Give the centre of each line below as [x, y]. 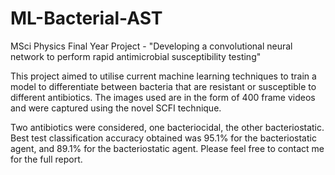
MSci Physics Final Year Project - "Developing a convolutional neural [151, 46]
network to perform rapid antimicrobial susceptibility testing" [136, 56]
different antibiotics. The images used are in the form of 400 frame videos [163, 97]
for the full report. [46, 159]
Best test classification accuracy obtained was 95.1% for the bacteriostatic [163, 138]
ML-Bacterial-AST [86, 18]
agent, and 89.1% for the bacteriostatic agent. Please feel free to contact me [167, 148]
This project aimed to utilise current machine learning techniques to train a [163, 76]
